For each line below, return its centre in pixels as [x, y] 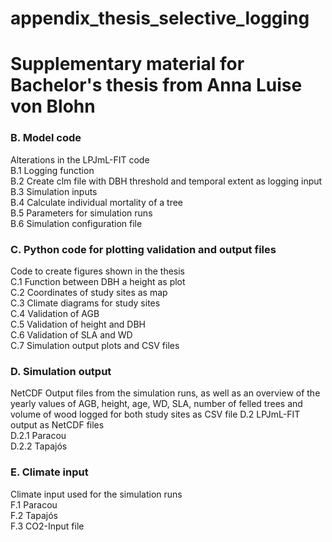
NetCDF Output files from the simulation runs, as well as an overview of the [165, 393]
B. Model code [46, 138]
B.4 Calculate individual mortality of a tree [97, 202]
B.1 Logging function [52, 170]
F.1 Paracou [34, 504]
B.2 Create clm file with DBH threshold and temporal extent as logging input [166, 181]
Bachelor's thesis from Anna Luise [156, 85]
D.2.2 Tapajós [39, 446]
